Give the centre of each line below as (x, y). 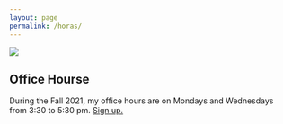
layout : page (34, 18)
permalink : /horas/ (46, 26)
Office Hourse (49, 79)
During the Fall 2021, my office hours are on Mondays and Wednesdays (141, 101)
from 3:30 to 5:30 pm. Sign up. (66, 111)
